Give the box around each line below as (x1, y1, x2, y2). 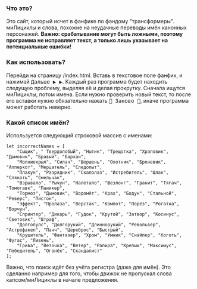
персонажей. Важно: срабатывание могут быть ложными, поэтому (6, 30, 183, 38)
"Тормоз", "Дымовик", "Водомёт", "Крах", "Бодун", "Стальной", (17, 190, 177, 196)
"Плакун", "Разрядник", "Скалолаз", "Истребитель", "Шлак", (17, 169, 169, 176)
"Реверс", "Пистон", (6, 195, 58, 201)
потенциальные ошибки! (6, 43, 71, 50)
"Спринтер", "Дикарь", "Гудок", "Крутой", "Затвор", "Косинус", (17, 211, 180, 217)
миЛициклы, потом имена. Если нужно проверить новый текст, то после (6, 91, 192, 98)
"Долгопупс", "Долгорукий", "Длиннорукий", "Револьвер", (17, 222, 161, 227)
